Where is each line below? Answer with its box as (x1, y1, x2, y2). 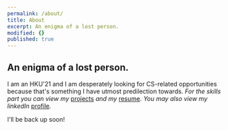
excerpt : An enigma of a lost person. (7, 23, 119, 30)
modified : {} (7, 29, 45, 37)
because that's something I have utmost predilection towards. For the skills (7, 87, 221, 95)
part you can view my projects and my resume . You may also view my (7, 94, 208, 102)
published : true (7, 36, 54, 43)
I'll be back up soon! (7, 115, 65, 123)
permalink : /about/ (7, 10, 64, 17)
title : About (7, 17, 45, 24)
